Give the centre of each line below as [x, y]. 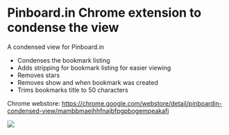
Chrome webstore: [34, 103]
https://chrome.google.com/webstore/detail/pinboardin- [142, 103]
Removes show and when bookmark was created [87, 82]
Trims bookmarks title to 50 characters [73, 90]
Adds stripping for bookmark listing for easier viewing [94, 67]
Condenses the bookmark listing [63, 60]
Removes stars [39, 75]
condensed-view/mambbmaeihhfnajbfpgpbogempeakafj [88, 111]
